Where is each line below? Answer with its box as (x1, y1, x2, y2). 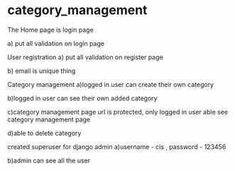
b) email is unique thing (7, 66, 76, 75)
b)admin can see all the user (7, 156, 91, 165)
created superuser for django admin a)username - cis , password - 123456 (7, 142, 226, 151)
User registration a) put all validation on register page (7, 52, 163, 61)
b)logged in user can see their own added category (7, 94, 158, 102)
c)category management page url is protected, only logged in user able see (7, 107, 229, 116)
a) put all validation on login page (7, 39, 105, 47)
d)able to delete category (7, 129, 82, 137)
